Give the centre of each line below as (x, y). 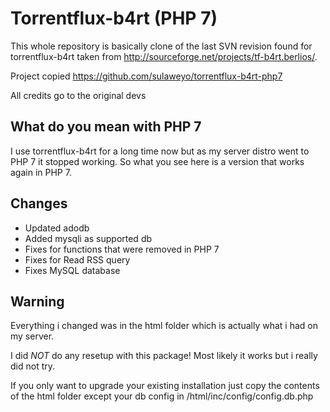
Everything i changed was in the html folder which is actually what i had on (164, 326)
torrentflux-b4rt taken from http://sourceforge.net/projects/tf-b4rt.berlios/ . (164, 56)
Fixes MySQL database (72, 270)
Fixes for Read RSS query (77, 259)
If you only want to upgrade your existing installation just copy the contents (165, 386)
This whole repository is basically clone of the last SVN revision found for (161, 46)
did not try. (33, 366)
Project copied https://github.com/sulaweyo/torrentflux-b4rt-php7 (146, 76)
